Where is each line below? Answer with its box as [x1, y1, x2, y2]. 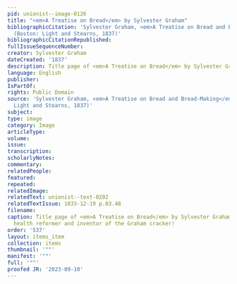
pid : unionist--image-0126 [7, 10, 87, 18]
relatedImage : [7, 187, 49, 195]
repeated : [7, 180, 37, 187]
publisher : [7, 75, 39, 83]
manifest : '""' [7, 253, 52, 260]
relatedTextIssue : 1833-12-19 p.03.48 [7, 200, 121, 208]
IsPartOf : [7, 82, 37, 89]
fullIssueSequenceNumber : [7, 43, 83, 50]
